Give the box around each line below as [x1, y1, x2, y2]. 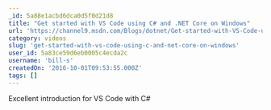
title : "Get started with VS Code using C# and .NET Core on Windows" [8, 19, 251, 27]
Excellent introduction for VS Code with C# [8, 93, 151, 103]
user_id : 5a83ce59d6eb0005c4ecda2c [8, 49, 128, 57]
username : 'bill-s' [8, 57, 74, 65]
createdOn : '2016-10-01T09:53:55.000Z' [8, 64, 143, 72]
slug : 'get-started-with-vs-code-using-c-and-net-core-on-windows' [8, 42, 240, 50]
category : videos [8, 34, 67, 43]
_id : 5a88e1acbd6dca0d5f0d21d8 [8, 11, 114, 20]
